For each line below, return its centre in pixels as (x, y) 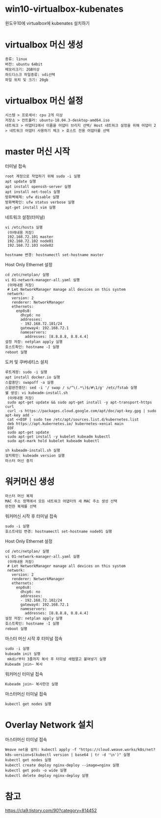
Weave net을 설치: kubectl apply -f (41, 749)
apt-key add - (20, 415)
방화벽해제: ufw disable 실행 (32, 197)
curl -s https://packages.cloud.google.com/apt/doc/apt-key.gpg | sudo (82, 411)
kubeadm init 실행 (23, 654)
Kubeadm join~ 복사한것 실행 (32, 684)
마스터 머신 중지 (19, 461)
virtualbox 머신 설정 (44, 101)
